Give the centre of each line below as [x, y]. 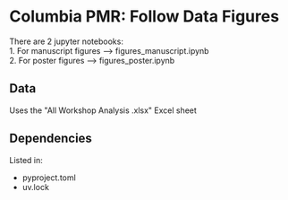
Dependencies [51, 139]
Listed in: [26, 160]
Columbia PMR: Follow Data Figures [144, 17]
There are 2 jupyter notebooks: [66, 41]
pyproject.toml [49, 178]
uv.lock [35, 187]
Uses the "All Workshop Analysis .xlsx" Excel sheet [103, 110]
